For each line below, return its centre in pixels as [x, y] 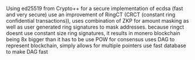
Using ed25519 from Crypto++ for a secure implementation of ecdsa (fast [95, 8]
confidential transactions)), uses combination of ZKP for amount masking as [97, 21]
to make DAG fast [27, 52]
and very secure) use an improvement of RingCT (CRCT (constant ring [91, 15]
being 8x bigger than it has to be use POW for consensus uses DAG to [90, 39]
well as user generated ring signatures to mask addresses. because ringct [95, 27]
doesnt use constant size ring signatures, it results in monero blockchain [93, 33]
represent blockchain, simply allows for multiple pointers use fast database [96, 45]
